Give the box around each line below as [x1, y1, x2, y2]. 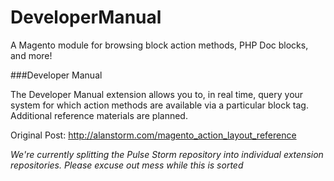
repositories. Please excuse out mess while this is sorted [10, 159, 244, 171]
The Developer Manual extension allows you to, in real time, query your [10, 88, 304, 100]
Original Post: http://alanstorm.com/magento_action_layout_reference [10, 129, 297, 141]
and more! [10, 49, 53, 61]
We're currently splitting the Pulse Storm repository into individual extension [10, 148, 324, 160]
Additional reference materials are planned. [10, 109, 188, 121]
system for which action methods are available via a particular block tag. [10, 99, 309, 111]
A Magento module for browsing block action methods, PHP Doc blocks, [10, 39, 309, 51]
